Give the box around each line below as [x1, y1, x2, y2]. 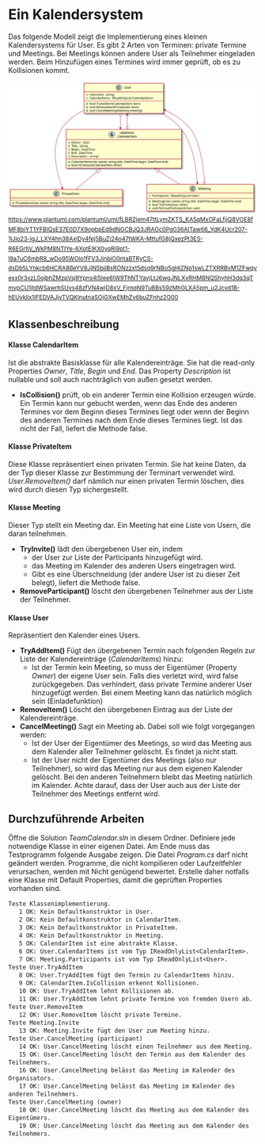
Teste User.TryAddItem [8, 963, 83, 972]
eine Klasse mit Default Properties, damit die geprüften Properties [8, 875, 223, 885]
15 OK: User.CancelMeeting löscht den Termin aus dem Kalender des [18, 1050, 246, 1059]
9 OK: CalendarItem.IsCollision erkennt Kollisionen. [18, 979, 200, 988]
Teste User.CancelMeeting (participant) [8, 1035, 144, 1043]
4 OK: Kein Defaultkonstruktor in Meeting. [18, 932, 165, 940]
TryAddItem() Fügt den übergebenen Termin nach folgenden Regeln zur [19, 646, 256, 656]
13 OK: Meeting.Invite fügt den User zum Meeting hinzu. [18, 1027, 211, 1035]
